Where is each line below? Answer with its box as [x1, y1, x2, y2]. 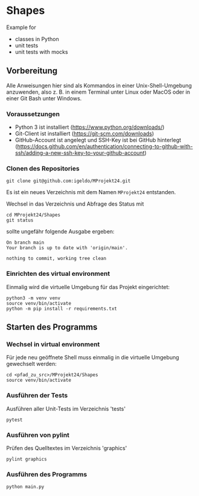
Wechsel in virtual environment [6, 340, 100, 348]
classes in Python [14, 35, 59, 42]
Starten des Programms [6, 322, 98, 333]
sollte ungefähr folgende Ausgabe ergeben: [6, 228, 115, 235]
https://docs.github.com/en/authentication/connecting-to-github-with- [17, 143, 193, 150]
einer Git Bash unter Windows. [6, 94, 82, 102]
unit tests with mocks [14, 48, 68, 55]
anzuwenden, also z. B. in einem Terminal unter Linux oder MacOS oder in [6, 88, 191, 96]
